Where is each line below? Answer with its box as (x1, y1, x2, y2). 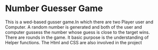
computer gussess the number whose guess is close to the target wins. (5, 29, 150, 35)
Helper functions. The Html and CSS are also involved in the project (5, 39, 142, 45)
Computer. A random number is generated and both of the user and (5, 24, 142, 30)
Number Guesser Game (5, 3, 103, 14)
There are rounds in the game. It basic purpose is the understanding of (5, 34, 149, 40)
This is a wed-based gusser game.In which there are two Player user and (5, 19, 154, 25)
